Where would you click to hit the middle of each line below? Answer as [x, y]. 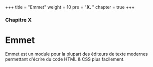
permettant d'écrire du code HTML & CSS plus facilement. [65, 59]
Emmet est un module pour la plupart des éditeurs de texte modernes [76, 54]
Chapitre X [18, 20]
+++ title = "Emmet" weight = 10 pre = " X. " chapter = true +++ [70, 7]
